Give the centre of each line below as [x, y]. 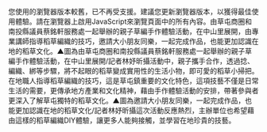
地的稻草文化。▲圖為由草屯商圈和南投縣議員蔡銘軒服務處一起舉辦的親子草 [130, 51]
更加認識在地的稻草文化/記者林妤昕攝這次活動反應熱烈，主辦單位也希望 [131, 110]
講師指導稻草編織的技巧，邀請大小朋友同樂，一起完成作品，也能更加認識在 [137, 41]
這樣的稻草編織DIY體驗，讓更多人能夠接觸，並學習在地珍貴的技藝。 [125, 120]
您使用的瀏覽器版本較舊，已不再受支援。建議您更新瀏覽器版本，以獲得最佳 [130, 11]
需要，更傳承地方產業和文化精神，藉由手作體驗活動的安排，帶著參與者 [144, 91]
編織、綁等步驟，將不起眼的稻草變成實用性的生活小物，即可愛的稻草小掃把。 [133, 71]
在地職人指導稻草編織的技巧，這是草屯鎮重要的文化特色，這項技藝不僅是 [126, 81]
